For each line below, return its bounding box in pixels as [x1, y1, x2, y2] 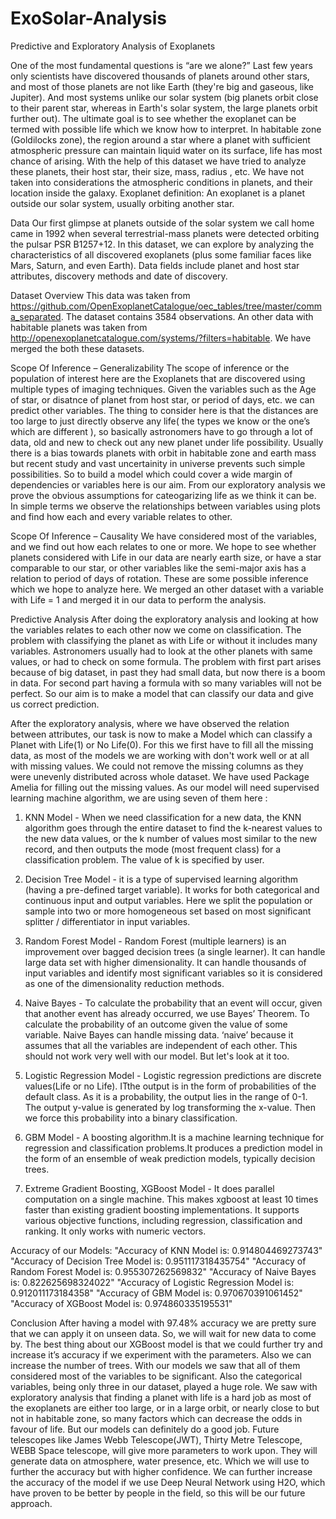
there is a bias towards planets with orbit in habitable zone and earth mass [10, 447, 317, 459]
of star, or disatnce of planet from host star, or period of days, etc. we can [10, 393, 315, 406]
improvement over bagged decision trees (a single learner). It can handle [24, 945, 326, 957]
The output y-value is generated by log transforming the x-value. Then [24, 1101, 316, 1113]
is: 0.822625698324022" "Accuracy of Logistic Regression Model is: [10, 1276, 295, 1288]
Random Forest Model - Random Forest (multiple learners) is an [24, 935, 287, 947]
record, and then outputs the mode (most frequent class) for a [24, 843, 282, 855]
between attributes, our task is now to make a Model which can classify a [10, 728, 313, 740]
